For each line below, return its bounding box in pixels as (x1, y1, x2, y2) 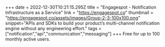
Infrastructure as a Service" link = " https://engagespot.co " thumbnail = (5, 9, 154, 15)
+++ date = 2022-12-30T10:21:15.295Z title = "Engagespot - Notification (5, 4, 156, 10)
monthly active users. (5, 36, 51, 42)
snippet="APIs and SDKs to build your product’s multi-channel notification (5, 20, 160, 26)
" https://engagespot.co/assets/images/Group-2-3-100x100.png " (5, 15, 141, 20)
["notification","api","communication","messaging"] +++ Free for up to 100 (5, 31, 160, 36)
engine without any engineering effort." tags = (5, 25, 102, 31)
